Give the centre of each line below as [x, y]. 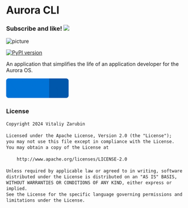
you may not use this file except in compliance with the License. [90, 142]
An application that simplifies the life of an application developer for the [93, 64]
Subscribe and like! [34, 29]
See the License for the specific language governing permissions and [94, 194]
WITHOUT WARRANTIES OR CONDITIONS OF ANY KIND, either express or [89, 183]
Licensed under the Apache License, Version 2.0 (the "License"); [89, 136]
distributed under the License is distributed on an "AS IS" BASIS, [92, 177]
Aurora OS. [20, 71]
